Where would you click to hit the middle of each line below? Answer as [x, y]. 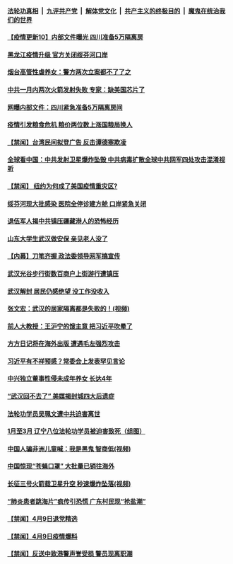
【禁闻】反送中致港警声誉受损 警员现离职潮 [70, 554]
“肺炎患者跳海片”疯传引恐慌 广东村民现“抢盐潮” [77, 501]
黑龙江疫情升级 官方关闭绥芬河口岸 [58, 54]
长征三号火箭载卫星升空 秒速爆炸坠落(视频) [69, 484]
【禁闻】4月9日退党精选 [42, 519]
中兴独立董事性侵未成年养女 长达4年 [60, 379]
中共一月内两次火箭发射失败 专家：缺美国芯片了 [76, 89]
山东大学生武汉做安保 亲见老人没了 [58, 238]
